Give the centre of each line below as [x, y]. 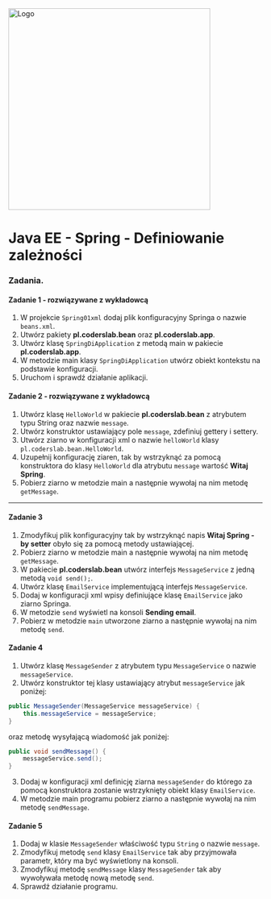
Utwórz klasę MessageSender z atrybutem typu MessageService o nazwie [138, 665]
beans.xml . [38, 327]
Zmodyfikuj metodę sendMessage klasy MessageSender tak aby [121, 869]
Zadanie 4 [26, 647]
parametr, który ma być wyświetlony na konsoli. [99, 861]
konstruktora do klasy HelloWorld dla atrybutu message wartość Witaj [134, 465]
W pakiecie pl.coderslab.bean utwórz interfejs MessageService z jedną [138, 569]
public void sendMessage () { [57, 751]
